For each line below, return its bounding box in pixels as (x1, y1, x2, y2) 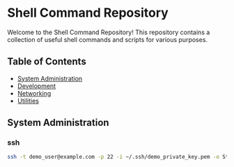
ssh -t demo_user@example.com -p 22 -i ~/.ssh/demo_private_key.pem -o (7, 154, 219, 161)
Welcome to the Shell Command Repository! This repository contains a (7, 28, 210, 36)
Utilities (17, 96, 40, 105)
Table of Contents (7, 56, 87, 68)
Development (17, 82, 56, 90)
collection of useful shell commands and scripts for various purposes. (7, 35, 208, 43)
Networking (17, 89, 52, 97)
